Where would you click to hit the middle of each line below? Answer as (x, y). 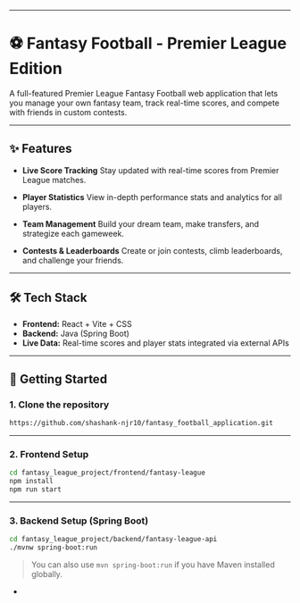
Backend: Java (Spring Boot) (75, 333)
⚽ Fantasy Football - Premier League (148, 43)
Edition (36, 69)
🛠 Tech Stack (48, 298)
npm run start (36, 490)
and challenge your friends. (73, 260)
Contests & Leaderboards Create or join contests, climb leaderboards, (152, 250)
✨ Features (41, 149)
